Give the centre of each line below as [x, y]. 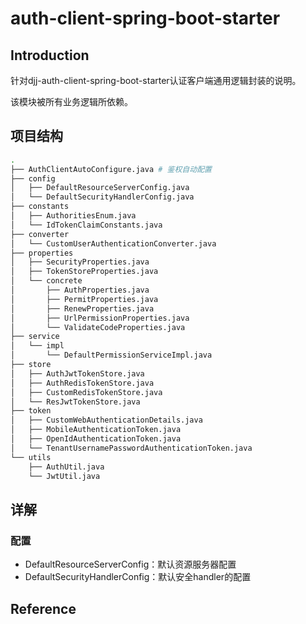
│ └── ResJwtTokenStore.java [75, 402]
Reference [43, 608]
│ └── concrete [46, 281]
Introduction [50, 55]
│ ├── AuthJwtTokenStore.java [77, 373]
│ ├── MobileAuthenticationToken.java [96, 430]
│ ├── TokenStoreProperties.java [84, 272]
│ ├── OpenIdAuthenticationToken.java [96, 439]
